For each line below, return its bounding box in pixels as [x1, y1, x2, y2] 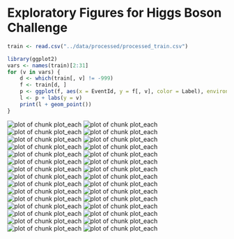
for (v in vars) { [7, 68, 61, 75]
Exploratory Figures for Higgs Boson [7, 5, 222, 21]
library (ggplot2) [7, 55, 58, 62]
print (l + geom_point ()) [19, 101, 92, 108]
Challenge [7, 20, 68, 36]
